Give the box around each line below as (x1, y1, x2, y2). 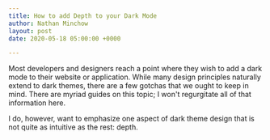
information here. (8, 98, 66, 108)
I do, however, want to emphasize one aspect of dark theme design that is (8, 114, 255, 124)
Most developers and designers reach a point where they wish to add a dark (8, 64, 263, 74)
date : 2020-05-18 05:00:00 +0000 (8, 34, 121, 43)
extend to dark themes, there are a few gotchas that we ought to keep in (8, 81, 249, 91)
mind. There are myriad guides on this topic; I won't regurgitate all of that (8, 90, 252, 100)
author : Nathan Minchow (8, 19, 89, 28)
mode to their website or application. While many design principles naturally (8, 72, 261, 82)
